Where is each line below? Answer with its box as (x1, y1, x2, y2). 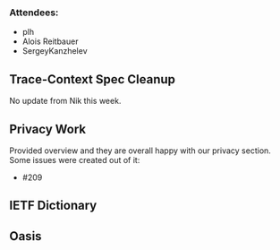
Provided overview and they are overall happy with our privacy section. (9, 145, 271, 156)
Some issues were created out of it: (9, 154, 140, 165)
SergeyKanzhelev (21, 46, 88, 56)
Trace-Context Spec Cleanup (9, 72, 176, 87)
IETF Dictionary (9, 198, 98, 213)
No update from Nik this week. (9, 96, 122, 107)
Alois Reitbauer (21, 36, 79, 47)
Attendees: (9, 6, 59, 19)
